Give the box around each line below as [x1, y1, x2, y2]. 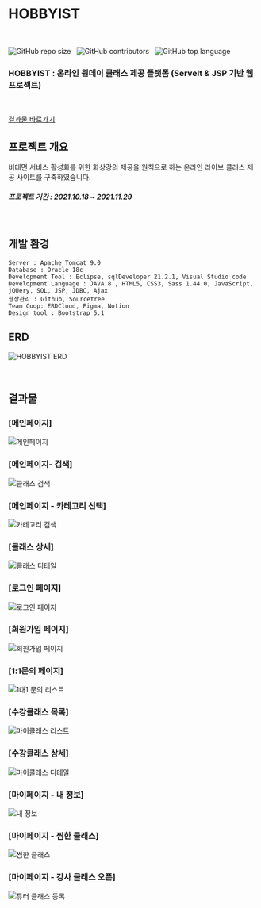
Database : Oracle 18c [8, 266, 83, 274]
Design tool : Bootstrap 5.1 [8, 308, 105, 317]
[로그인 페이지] [8, 583, 62, 594]
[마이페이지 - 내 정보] [8, 789, 85, 800]
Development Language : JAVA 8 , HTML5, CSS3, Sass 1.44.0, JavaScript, [8, 279, 254, 288]
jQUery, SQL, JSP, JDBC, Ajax [8, 286, 109, 294]
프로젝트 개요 [8, 140, 69, 153]
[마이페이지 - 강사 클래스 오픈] [8, 872, 117, 883]
